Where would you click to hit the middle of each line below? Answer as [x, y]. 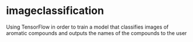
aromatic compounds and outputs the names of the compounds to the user [96, 33]
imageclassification [55, 11]
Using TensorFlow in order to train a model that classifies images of [87, 27]
